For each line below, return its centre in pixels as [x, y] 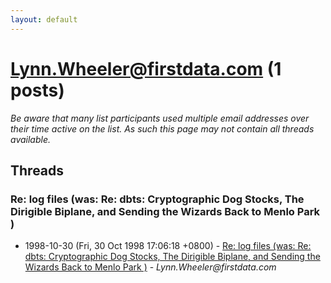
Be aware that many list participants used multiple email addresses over [160, 118]
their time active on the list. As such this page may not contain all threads [162, 128]
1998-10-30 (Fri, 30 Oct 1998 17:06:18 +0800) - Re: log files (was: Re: [168, 246]
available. [31, 139]
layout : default [44, 19]
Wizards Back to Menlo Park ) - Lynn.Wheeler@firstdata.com [150, 267]
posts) [37, 90]
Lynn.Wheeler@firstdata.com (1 [146, 68]
